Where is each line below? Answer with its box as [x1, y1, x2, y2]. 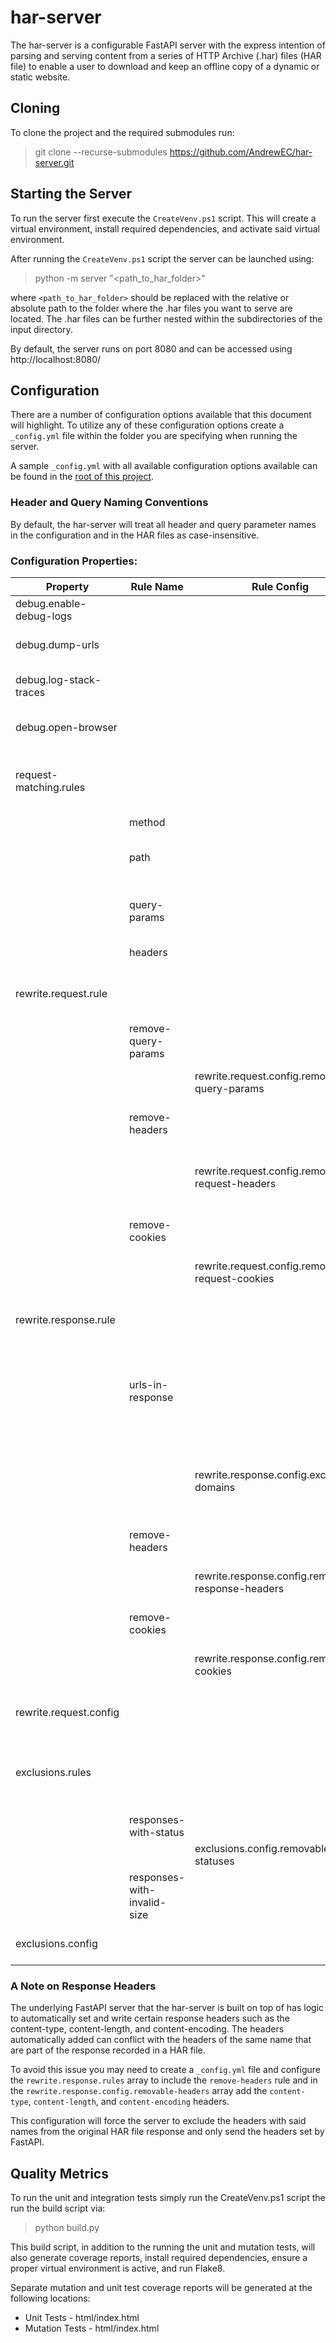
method [129, 815, 166, 829]
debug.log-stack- [15, 672, 102, 686]
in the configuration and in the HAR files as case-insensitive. [10, 529, 260, 541]
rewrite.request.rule [15, 986, 108, 1000]
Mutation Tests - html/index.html [24, 2322, 160, 2335]
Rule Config [251, 579, 310, 593]
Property [45, 579, 90, 593]
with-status [129, 1825, 185, 1839]
